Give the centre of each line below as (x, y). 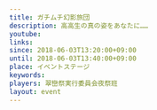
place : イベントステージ (50, 67)
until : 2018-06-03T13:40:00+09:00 (73, 59)
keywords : (27, 75)
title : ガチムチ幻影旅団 (50, 17)
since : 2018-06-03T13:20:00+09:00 (73, 51)
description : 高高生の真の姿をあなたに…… (79, 26)
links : (21, 42)
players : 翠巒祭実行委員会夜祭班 (63, 83)
